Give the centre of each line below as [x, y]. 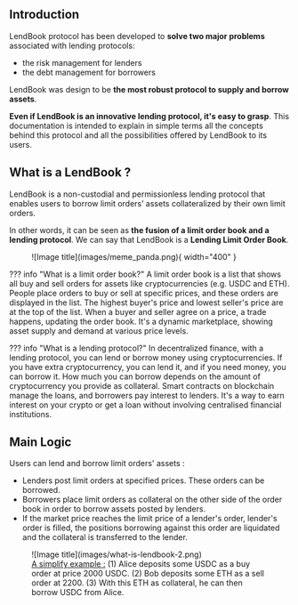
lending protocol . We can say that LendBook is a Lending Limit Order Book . [149, 239]
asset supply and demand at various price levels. [99, 331]
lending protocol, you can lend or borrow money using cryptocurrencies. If [146, 357]
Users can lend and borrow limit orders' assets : [97, 464]
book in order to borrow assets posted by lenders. [114, 509]
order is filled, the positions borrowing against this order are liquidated [151, 528]
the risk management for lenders [82, 62]
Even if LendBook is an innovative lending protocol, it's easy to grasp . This [149, 116]
